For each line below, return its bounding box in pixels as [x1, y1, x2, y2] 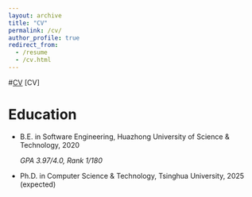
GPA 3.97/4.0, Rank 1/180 [19, 156, 103, 165]
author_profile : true [8, 33, 80, 42]
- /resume [15, 48, 48, 56]
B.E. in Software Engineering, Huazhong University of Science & [19, 132, 230, 141]
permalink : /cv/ [8, 26, 62, 34]
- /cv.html [15, 56, 52, 64]
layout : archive [8, 11, 62, 20]
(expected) [19, 180, 56, 189]
